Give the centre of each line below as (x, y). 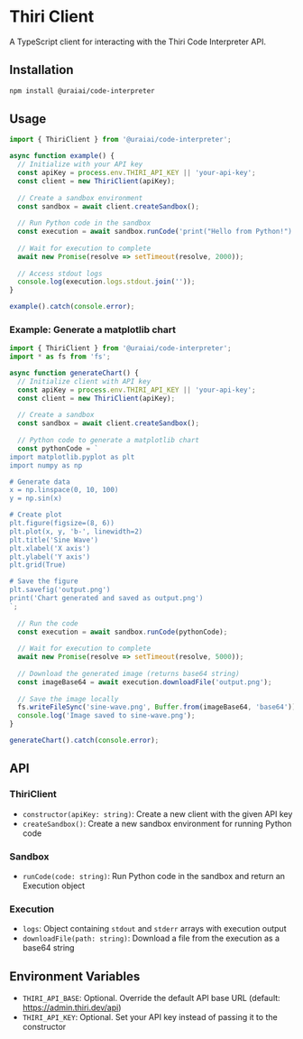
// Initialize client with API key (84, 381)
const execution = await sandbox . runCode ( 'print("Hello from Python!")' (157, 232)
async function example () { (62, 156)
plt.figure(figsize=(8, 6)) (62, 524)
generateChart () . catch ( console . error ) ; (84, 741)
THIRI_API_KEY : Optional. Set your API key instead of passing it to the (150, 1017)
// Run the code (48, 623)
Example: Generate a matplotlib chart (92, 329)
